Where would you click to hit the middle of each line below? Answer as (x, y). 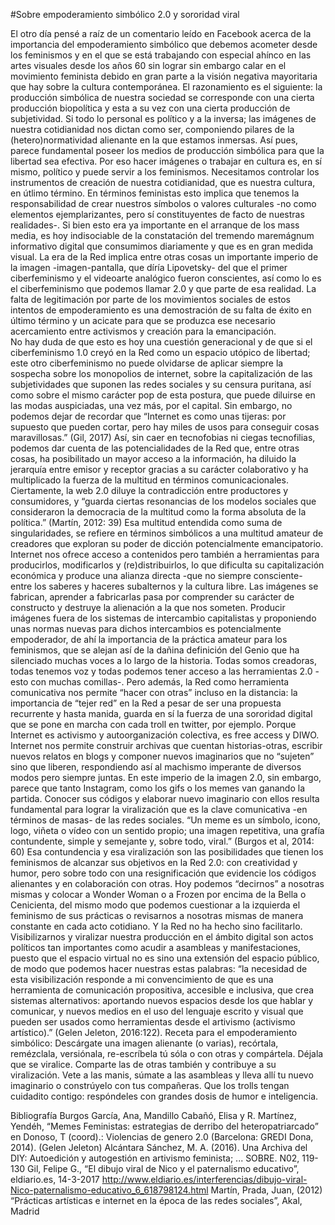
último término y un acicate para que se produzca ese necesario (143, 320)
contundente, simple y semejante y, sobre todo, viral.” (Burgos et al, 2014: (162, 841)
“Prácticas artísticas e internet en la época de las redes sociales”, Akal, (156, 1200)
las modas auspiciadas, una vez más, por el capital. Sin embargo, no (151, 405)
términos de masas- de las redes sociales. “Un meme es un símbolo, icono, (165, 820)
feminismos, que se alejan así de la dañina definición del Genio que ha (155, 650)
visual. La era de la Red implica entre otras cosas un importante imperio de (164, 257)
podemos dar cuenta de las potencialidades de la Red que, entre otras (155, 448)
